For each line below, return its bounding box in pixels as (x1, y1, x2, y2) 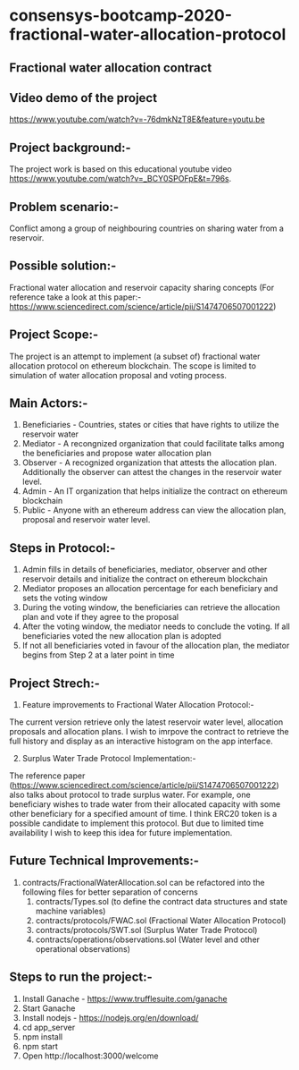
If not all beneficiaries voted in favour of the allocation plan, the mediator (21, 641, 290, 651)
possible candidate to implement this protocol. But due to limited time (9, 818, 264, 828)
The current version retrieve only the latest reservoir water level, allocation (9, 717, 284, 727)
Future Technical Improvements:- (9, 853, 199, 869)
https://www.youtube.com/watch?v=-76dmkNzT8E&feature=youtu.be (9, 114, 265, 125)
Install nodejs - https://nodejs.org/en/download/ (21, 1012, 199, 1023)
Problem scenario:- (9, 199, 120, 215)
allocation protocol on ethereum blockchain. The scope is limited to (9, 360, 257, 371)
